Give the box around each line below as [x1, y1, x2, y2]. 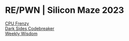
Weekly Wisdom [5, 31, 38, 36]
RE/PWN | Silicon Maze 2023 [5, 5, 124, 16]
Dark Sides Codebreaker [5, 25, 55, 31]
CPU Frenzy [5, 20, 29, 26]
